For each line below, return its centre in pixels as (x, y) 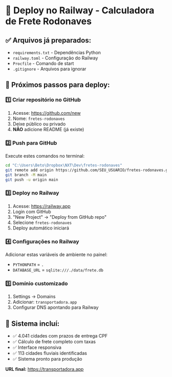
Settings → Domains (34, 297)
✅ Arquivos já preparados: (48, 40)
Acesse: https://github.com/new (47, 113)
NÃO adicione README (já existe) (48, 129)
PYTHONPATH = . (28, 265)
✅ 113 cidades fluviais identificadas (50, 353)
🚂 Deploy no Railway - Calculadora (80, 11)
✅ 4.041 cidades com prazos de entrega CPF (60, 336)
